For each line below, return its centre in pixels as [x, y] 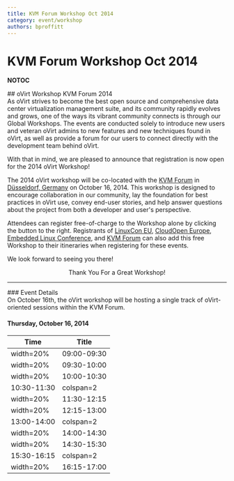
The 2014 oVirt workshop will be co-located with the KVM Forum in [103, 180]
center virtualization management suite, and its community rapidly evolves [114, 109]
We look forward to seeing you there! [60, 259]
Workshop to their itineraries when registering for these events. [98, 245]
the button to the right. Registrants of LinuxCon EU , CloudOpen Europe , [110, 231]
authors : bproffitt [36, 26]
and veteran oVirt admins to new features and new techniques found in [109, 131]
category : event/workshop [45, 20]
